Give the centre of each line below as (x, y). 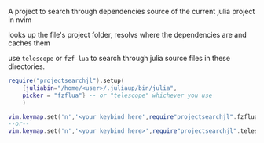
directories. (27, 66)
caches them (29, 43)
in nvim (20, 20)
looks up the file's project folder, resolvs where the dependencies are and (128, 35)
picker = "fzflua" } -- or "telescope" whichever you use (117, 95)
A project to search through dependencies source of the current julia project (132, 11)
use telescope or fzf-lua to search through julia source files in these (119, 58)
